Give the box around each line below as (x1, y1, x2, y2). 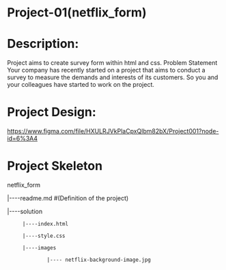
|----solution (7, 207, 43, 215)
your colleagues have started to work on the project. (7, 81, 155, 89)
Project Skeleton (7, 159, 103, 174)
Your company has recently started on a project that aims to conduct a (7, 66, 206, 75)
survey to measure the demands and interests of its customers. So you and (7, 73, 218, 81)
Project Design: (7, 105, 97, 120)
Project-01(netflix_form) (7, 5, 147, 21)
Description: (7, 36, 79, 52)
